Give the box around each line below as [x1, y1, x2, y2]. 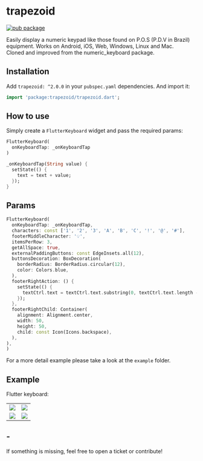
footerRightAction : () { [11, 278, 74, 284]
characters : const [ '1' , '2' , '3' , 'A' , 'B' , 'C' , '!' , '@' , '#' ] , [11, 228, 185, 234]
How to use [6, 111, 50, 122]
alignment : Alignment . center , [17, 312, 94, 319]
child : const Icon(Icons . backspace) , [17, 329, 112, 335]
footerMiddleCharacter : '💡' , [11, 233, 86, 239]
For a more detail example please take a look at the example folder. [6, 357, 171, 364]
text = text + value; [17, 172, 71, 178]
